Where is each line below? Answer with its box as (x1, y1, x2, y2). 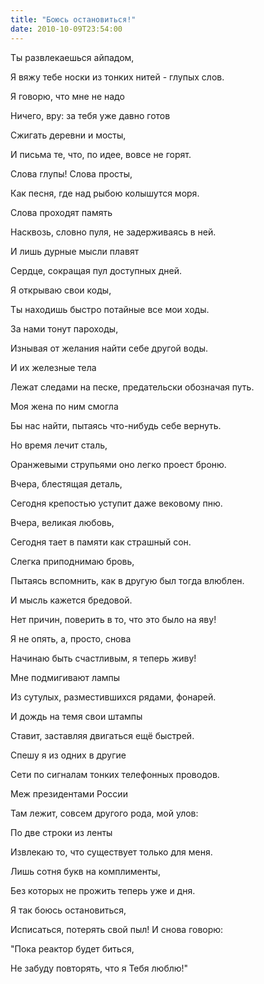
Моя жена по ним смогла (10, 400, 119, 412)
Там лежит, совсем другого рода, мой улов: (10, 807, 199, 819)
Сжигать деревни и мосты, (10, 129, 127, 141)
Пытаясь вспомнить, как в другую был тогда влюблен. (10, 574, 245, 586)
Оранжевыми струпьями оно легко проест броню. (10, 458, 227, 470)
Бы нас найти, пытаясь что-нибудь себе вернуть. (10, 419, 222, 431)
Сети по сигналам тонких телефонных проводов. (10, 768, 220, 780)
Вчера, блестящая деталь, (10, 477, 123, 490)
